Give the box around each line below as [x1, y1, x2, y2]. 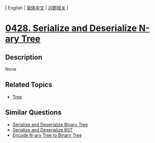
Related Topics [5, 81, 52, 89]
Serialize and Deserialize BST [12, 127, 73, 133]
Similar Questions [5, 108, 62, 117]
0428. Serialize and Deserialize [5, 22, 137, 34]
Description [5, 53, 42, 61]
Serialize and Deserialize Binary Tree [12, 122, 88, 128]
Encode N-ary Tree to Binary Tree [12, 132, 82, 138]
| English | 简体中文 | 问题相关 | [5, 5, 68, 10]
